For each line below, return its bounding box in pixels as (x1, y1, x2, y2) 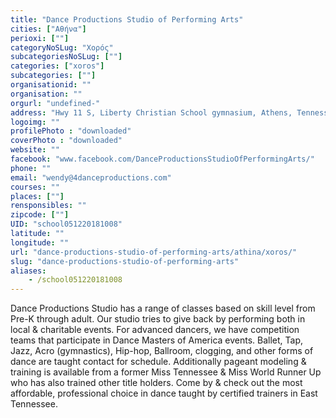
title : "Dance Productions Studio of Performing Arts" (10, 14, 244, 25)
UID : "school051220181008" (10, 219, 123, 230)
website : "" (10, 145, 60, 155)
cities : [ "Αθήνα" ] (10, 24, 87, 34)
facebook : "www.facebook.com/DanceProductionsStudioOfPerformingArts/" (10, 154, 315, 164)
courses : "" (10, 182, 60, 192)
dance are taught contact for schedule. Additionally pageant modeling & (10, 356, 307, 368)
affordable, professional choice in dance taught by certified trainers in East (10, 387, 318, 400)
